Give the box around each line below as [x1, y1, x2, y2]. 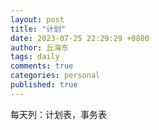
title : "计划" [10, 24, 67, 34]
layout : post [10, 14, 65, 25]
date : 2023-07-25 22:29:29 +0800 [10, 33, 150, 43]
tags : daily [10, 52, 60, 62]
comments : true [10, 61, 74, 71]
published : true [10, 80, 78, 90]
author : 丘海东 [10, 42, 69, 53]
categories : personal [10, 71, 101, 81]
